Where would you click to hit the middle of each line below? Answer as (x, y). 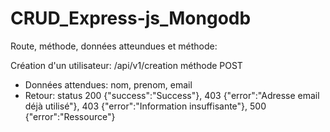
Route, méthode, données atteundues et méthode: (114, 46)
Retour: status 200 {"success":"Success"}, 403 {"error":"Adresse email (172, 95)
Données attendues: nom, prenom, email (108, 84)
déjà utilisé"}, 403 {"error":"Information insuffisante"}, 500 (145, 106)
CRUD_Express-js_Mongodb (131, 18)
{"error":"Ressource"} (70, 116)
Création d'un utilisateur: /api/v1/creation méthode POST (126, 65)
